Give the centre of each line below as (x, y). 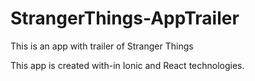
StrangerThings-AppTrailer (125, 18)
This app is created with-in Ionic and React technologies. (127, 65)
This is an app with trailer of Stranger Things (102, 46)
